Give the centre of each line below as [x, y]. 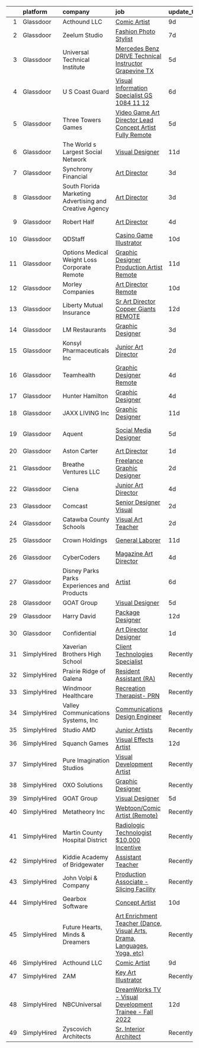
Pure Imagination [86, 760]
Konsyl [72, 343]
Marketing [77, 194]
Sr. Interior [130, 1029]
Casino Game [134, 235]
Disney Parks [81, 571]
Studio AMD [79, 730]
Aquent [73, 434]
